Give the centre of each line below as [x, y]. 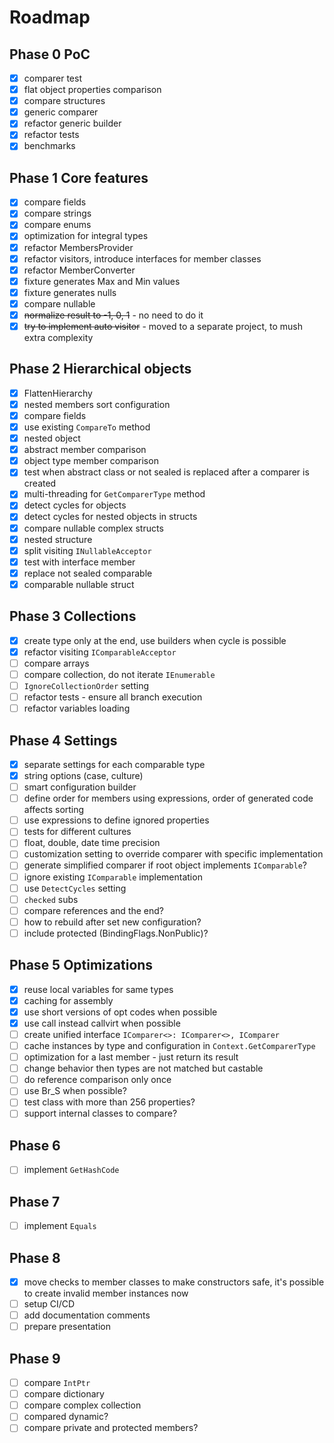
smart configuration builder [80, 787]
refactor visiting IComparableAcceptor [100, 652]
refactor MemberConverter [79, 270]
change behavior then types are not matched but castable [143, 1068]
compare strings [57, 213]
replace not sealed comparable [88, 573]
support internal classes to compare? [100, 1113]
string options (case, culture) [83, 775]
